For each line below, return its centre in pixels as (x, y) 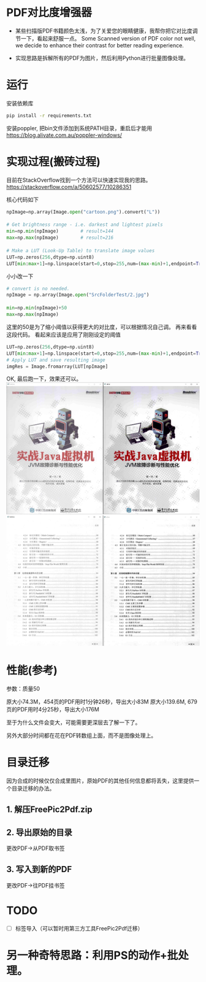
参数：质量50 (23, 689)
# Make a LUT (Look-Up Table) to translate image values (81, 250)
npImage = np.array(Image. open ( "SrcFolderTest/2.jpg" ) (78, 295)
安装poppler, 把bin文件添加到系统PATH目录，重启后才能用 (79, 128)
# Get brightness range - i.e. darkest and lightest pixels (85, 225)
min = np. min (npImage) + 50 (37, 308)
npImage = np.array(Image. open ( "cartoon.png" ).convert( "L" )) (83, 212)
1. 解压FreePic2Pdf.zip (50, 810)
